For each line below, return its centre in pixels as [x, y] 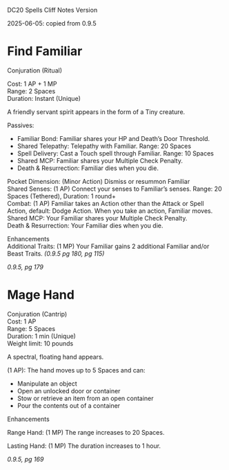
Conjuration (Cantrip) [37, 314]
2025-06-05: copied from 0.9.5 [52, 23]
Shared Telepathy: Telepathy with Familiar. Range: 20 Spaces [104, 146]
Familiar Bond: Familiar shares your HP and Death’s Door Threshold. [113, 138]
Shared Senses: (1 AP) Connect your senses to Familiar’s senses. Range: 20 [114, 189]
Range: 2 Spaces [31, 91]
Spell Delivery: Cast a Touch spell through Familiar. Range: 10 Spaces [116, 153]
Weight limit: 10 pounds [40, 343]
